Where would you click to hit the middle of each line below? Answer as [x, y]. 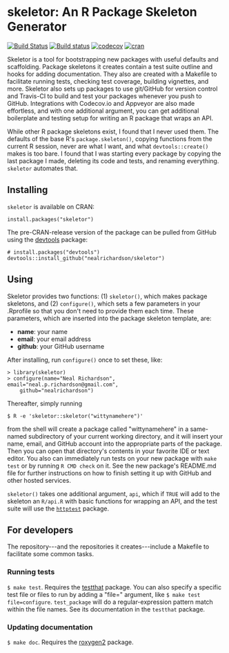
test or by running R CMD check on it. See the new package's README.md [112, 466]
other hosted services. [39, 480]
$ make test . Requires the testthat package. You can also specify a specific [114, 587]
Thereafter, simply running [45, 403]
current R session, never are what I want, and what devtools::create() [108, 146]
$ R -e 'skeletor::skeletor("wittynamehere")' [75, 416]
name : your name [42, 331]
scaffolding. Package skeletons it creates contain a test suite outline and [110, 66]
